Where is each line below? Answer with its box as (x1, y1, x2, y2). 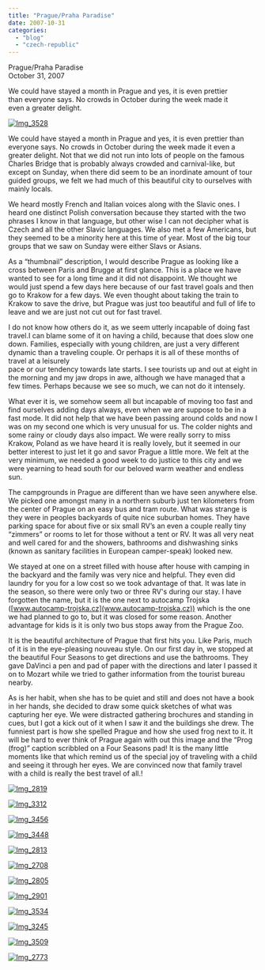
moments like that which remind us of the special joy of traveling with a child (8, 752, 258, 761)
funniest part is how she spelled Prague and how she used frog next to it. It (8, 727, 253, 736)
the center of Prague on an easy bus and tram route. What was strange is (8, 504, 248, 514)
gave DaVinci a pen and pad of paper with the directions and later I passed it (8, 661, 258, 670)
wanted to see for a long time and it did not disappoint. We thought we (8, 274, 237, 283)
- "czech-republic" (15, 41, 80, 49)
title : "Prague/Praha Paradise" (8, 11, 115, 20)
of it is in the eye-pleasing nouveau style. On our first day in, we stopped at (8, 644, 254, 654)
